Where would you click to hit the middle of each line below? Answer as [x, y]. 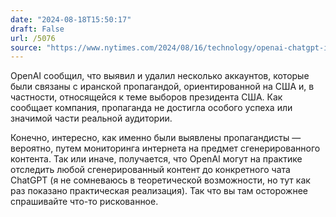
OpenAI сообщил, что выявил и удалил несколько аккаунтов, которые [160, 76]
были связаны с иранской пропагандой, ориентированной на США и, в [162, 87]
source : [26, 47]
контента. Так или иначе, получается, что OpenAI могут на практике [156, 159]
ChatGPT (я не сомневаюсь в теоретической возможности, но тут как [160, 180]
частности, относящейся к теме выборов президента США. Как [146, 97]
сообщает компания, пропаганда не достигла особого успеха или [151, 108]
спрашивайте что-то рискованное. [84, 202]
